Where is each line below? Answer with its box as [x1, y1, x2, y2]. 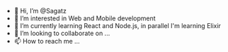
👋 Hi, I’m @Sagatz [13, 7, 67, 15]
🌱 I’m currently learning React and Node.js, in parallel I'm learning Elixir [13, 22, 222, 30]
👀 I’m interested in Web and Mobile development [13, 14, 156, 22]
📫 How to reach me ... [13, 37, 80, 45]
